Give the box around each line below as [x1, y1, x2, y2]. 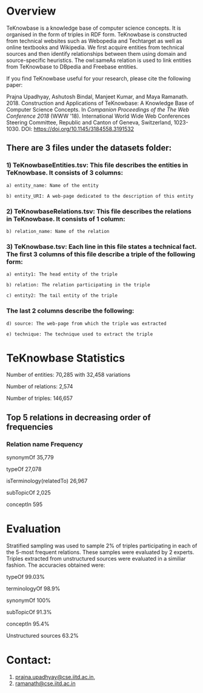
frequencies [6, 422, 53, 432]
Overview [6, 4, 56, 18]
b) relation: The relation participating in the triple [6, 282, 150, 288]
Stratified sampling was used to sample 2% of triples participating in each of [6, 542, 198, 550]
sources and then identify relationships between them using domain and [6, 50, 187, 57]
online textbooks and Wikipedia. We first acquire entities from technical [6, 44, 185, 51]
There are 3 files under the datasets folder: [6, 143, 171, 153]
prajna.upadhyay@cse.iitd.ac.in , [15, 674, 96, 681]
